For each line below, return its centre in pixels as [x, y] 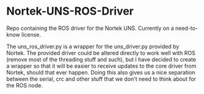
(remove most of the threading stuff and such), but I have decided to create [101, 59]
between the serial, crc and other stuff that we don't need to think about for [101, 79]
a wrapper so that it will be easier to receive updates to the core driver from [101, 66]
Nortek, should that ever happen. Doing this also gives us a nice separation [101, 72]
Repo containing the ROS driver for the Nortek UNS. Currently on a [90, 28]
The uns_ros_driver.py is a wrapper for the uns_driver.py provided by [93, 46]
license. [31, 34]
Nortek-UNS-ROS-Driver [70, 11]
